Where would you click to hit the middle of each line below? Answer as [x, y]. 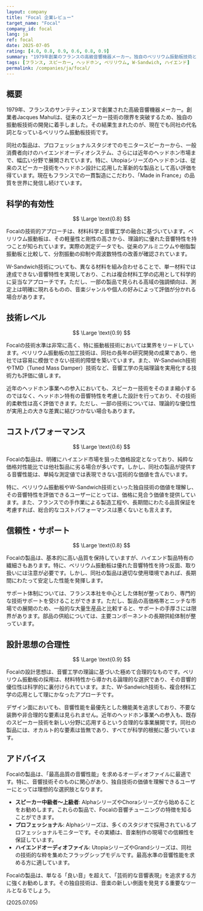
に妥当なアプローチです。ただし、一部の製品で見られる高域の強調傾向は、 [99, 282]
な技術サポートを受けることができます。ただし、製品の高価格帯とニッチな [99, 601]
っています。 [22, 623]
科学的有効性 [30, 204]
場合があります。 [27, 297]
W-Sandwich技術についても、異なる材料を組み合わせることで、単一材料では [101, 267]
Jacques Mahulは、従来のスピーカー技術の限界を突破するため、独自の [105, 117]
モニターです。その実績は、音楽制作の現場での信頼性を [126, 832]
